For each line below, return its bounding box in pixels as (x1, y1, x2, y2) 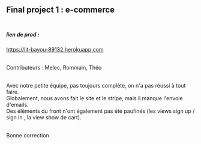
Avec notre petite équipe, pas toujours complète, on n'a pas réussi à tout (6, 82, 186, 89)
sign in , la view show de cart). (6, 114, 82, 121)
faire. (6, 88, 19, 95)
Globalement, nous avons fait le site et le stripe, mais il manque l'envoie (6, 95, 183, 102)
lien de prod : (6, 31, 40, 38)
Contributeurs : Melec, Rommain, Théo (6, 64, 102, 71)
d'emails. (6, 101, 29, 109)
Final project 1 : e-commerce (6, 5, 115, 15)
